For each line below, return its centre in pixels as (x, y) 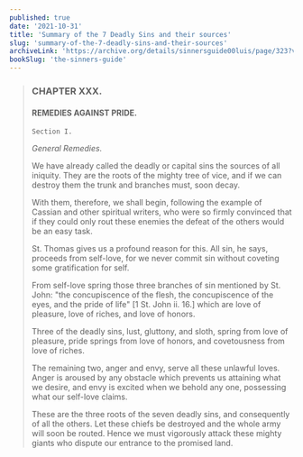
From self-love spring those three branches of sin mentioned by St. (156, 286)
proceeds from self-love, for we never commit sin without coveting (155, 259)
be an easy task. (62, 232)
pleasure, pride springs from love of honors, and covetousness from (158, 341)
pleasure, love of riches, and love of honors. (113, 314)
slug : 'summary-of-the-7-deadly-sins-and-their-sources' (119, 43)
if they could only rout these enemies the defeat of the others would (158, 222)
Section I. (52, 132)
